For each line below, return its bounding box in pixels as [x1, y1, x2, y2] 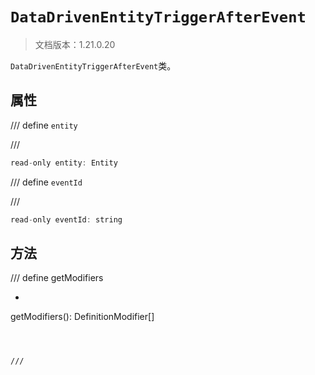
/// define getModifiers [10, 272, 104, 284]
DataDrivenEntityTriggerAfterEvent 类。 [10, 59, 177, 72]
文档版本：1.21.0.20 [34, 38, 116, 50]
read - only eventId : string [10, 214, 123, 225]
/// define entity [10, 119, 78, 131]
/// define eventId [10, 176, 83, 188]
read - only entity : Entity [10, 158, 118, 168]
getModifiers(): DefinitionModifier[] [10, 311, 155, 323]
